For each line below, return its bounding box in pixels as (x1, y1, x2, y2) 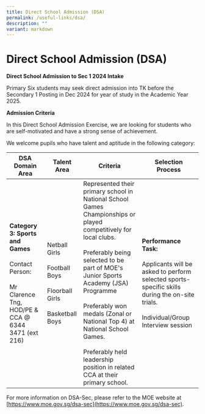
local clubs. (83, 233, 116, 242)
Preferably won (83, 302, 127, 311)
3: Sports (9, 229, 37, 238)
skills (166, 283, 181, 291)
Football (46, 264, 70, 272)
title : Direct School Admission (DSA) (6, 9, 105, 15)
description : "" (6, 20, 48, 26)
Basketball (46, 309, 77, 318)
